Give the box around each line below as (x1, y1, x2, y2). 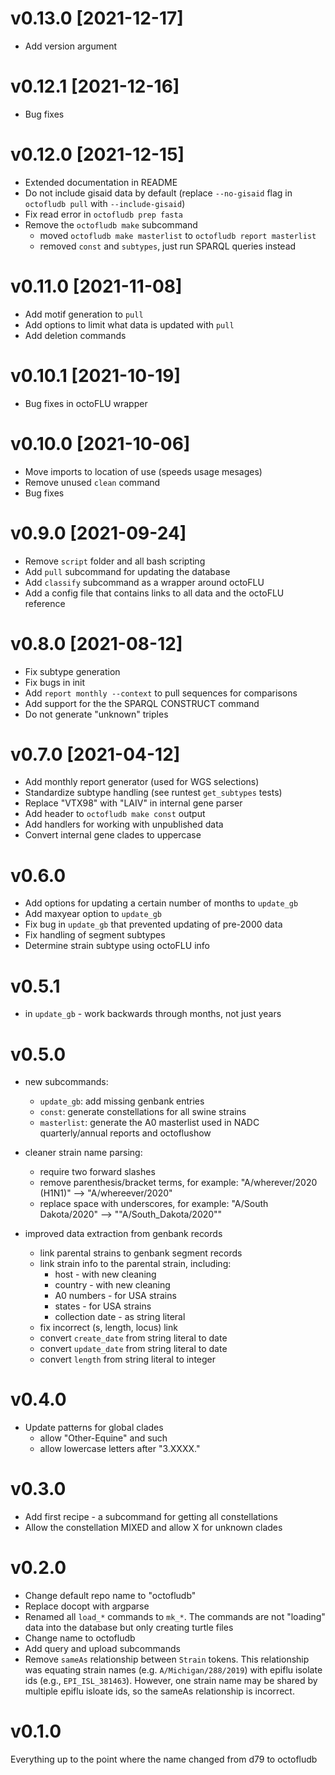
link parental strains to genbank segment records (39, 1247, 243, 1259)
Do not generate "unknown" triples (24, 708, 169, 720)
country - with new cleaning (54, 1279, 171, 1291)
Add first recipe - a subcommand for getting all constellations (24, 1511, 278, 1523)
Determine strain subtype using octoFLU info (24, 940, 210, 952)
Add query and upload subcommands (24, 1643, 181, 1655)
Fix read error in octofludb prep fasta (24, 208, 183, 220)
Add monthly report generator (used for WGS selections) (24, 776, 260, 788)
